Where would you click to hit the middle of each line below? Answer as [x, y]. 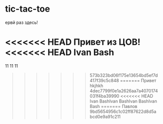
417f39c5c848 [104, 80]
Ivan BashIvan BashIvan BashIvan [123, 101]
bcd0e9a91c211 [105, 116]
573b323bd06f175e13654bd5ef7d [124, 75]
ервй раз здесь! [21, 22]
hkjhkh [97, 86]
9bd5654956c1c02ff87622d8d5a [123, 111]
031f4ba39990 [105, 96]
